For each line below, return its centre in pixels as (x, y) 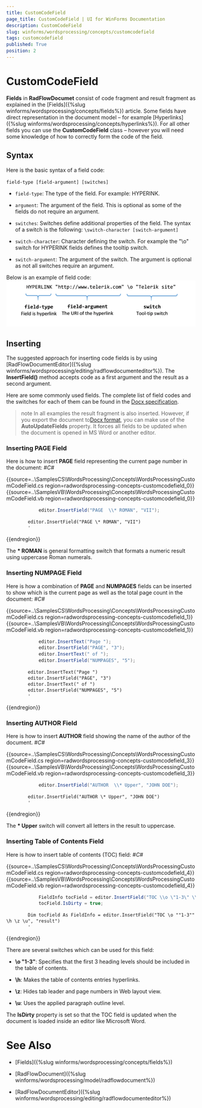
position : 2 (21, 51)
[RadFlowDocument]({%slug (50, 1074)
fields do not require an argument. (57, 211)
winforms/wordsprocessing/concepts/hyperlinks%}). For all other (109, 124)
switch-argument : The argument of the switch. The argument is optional (103, 259)
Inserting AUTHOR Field (42, 723)
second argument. (29, 384)
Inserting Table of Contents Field (55, 842)
